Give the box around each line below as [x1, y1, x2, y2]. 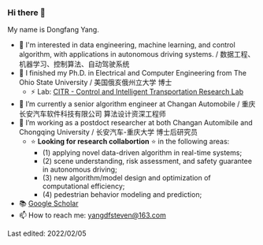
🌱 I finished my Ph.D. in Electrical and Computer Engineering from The [18, 69, 247, 78]
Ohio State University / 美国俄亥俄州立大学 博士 [18, 78, 172, 87]
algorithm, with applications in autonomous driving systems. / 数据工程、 [18, 50, 255, 59]
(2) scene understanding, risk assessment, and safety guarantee [42, 157, 253, 166]
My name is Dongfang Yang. [7, 25, 99, 35]
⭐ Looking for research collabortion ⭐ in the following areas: [30, 137, 230, 147]
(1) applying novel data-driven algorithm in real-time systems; [42, 148, 243, 158]
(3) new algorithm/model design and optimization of [42, 173, 211, 183]
